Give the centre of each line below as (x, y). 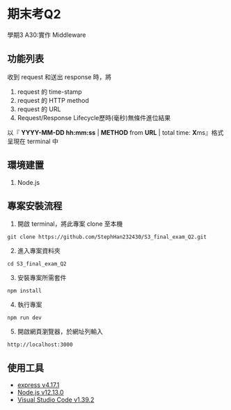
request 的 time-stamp (49, 92)
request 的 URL (39, 109)
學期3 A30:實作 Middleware (47, 35)
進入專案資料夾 (39, 251)
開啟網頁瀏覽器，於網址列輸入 (60, 331)
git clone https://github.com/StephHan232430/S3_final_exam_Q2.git (107, 237)
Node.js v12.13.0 (40, 393)
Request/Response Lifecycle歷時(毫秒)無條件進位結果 (94, 117)
